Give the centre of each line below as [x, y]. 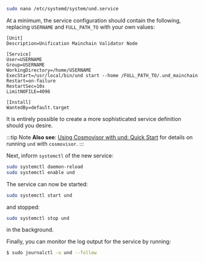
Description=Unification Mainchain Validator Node [72, 43]
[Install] [19, 102]
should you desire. [30, 125]
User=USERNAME [24, 59]
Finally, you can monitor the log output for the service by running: [89, 242]
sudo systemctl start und [39, 195]
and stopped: [23, 207]
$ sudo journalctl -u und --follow [52, 253]
